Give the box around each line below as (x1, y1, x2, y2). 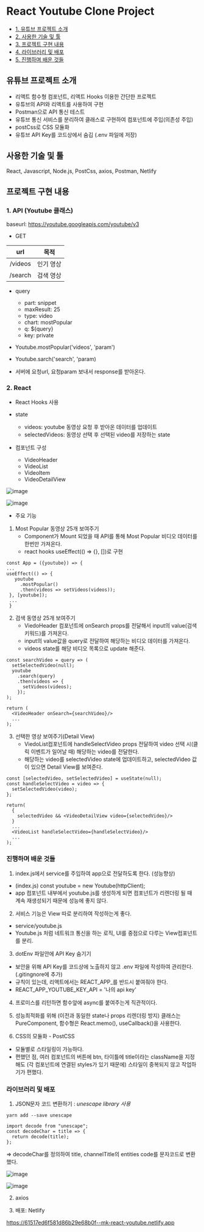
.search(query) (17, 673, 56, 679)
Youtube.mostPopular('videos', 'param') (15, 343, 116, 351)
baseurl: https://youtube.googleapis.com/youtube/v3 (6, 221, 139, 228)
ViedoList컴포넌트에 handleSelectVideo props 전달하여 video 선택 (24, 740, 185, 747)
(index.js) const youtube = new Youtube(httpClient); (15, 882, 146, 889)
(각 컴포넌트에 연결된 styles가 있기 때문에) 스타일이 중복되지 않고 (26, 1060, 181, 1068)
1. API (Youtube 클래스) (6, 206, 74, 215)
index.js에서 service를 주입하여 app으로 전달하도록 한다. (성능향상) (15, 870, 175, 877)
